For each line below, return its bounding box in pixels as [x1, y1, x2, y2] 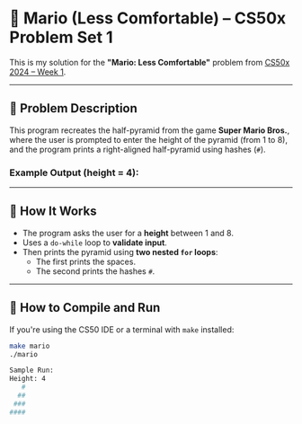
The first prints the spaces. [35, 256, 137, 267]
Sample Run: [9, 366, 54, 375]
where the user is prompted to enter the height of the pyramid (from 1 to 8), [9, 134, 288, 145]
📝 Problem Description [9, 101, 138, 116]
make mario [9, 341, 50, 350]
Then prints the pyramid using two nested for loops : [22, 246, 218, 257]
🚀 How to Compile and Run [9, 300, 161, 315]
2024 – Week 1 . [9, 66, 67, 77]
